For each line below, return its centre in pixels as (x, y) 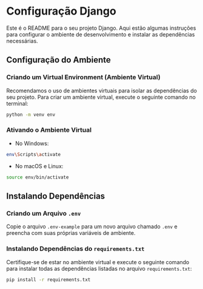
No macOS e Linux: (39, 166)
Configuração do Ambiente (58, 60)
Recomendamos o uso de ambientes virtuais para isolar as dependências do (101, 90)
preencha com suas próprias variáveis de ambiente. (71, 233)
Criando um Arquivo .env (44, 213)
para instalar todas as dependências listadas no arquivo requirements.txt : (99, 268)
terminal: (17, 103)
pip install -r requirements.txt (48, 280)
